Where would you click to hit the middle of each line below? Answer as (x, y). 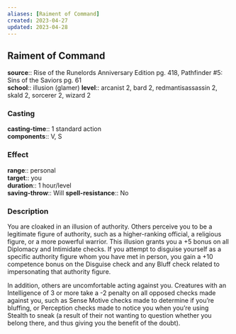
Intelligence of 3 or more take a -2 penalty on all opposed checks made (112, 293)
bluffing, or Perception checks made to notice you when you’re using (108, 308)
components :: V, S (35, 137)
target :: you (25, 178)
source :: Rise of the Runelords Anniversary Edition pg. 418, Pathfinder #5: (115, 73)
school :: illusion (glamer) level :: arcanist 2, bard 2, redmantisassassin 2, (112, 88)
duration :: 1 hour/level (40, 185)
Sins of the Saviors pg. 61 (44, 80)
